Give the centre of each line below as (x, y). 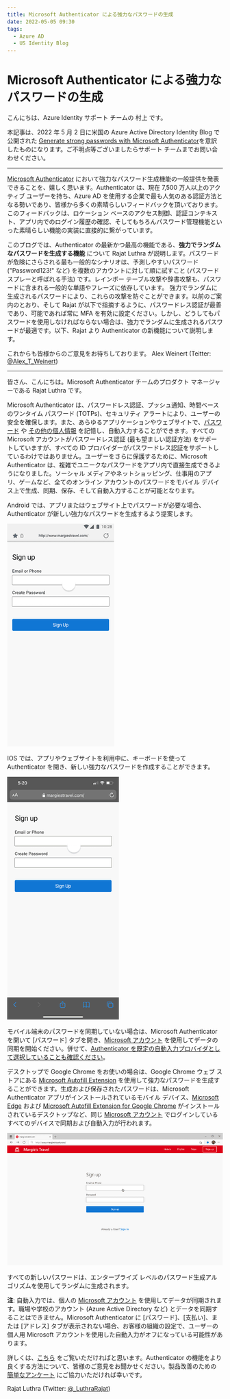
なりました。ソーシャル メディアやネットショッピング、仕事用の (109, 473)
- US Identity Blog (41, 44)
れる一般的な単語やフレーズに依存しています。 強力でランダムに (127, 288)
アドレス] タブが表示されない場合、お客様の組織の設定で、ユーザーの (121, 1326)
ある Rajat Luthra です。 (52, 391)
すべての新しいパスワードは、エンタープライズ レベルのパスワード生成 (106, 1277)
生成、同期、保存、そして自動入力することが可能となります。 (112, 491)
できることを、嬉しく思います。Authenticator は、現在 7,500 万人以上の (108, 188)
